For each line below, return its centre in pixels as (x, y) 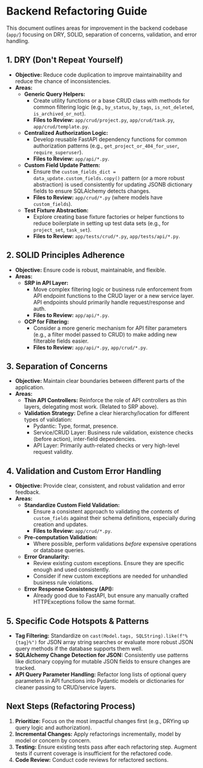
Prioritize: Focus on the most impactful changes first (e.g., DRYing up (102, 721)
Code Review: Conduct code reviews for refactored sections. (92, 759)
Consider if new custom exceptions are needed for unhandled (110, 576)
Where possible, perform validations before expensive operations (115, 544)
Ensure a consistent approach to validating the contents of (106, 512)
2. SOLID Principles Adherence (66, 255)
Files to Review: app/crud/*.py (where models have (98, 197)
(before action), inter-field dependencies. (85, 439)
